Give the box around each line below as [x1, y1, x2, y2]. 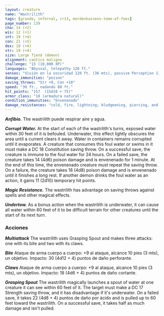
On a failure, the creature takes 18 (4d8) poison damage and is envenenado [5, 167, 157, 173]
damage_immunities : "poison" [5, 75, 64, 80]
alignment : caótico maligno [5, 57, 62, 62]
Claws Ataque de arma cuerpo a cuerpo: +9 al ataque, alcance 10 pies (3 [5, 265, 153, 271]
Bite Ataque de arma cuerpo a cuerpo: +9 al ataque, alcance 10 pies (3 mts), [5, 250, 159, 256]
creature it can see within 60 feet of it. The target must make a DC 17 [5, 285, 143, 291]
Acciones [5, 224, 28, 231]
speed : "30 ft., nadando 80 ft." [5, 84, 73, 90]
